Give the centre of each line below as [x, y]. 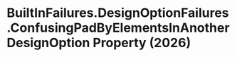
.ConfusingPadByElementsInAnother [118, 28]
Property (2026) [142, 43]
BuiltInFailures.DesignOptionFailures [118, 13]
